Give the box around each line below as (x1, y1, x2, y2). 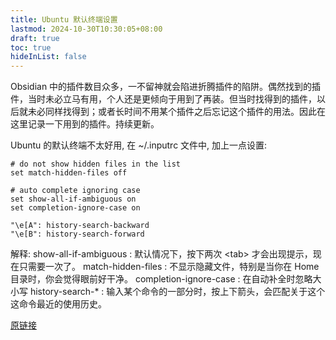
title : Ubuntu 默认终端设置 (10, 14, 118, 25)
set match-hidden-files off (10, 168, 128, 178)
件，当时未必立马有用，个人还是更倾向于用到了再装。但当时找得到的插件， (10, 93, 317, 105)
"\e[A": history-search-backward (10, 221, 150, 231)
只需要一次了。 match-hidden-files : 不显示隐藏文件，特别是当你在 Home (18, 261, 320, 273)
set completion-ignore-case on (10, 203, 141, 213)
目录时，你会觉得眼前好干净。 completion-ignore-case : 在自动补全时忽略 (10, 273, 313, 285)
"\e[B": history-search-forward (10, 229, 145, 240)
